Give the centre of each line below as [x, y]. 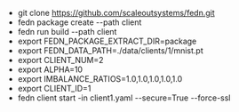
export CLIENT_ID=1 [54, 88]
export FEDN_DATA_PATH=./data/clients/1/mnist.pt [110, 51]
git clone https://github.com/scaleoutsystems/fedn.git [116, 13]
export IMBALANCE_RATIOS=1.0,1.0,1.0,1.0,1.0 [100, 79]
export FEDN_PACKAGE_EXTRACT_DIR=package [107, 41]
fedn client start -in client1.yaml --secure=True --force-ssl [124, 98]
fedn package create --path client [80, 22]
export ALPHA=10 [50, 69]
